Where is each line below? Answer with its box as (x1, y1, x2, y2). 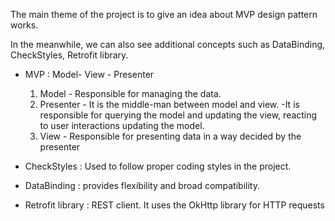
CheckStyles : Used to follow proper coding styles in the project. (24, 160, 292, 172)
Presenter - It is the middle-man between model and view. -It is (39, 99, 300, 110)
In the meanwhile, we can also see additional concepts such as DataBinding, (10, 39, 326, 50)
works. (10, 19, 39, 31)
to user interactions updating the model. (39, 120, 205, 131)
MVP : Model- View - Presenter (24, 69, 155, 80)
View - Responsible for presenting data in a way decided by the (39, 130, 302, 142)
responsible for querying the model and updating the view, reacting (39, 109, 318, 121)
